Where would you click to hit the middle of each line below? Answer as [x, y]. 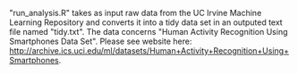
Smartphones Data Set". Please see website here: [101, 41]
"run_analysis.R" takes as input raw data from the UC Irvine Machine [136, 13]
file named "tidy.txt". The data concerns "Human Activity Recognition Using [149, 32]
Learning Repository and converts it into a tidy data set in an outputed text [146, 22]
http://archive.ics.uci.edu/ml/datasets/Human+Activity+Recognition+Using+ [149, 51]
